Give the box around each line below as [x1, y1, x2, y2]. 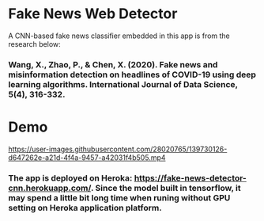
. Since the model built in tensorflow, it [90, 182, 241, 193]
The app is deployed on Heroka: [8, 172, 133, 183]
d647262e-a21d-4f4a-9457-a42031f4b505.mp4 [8, 152, 166, 162]
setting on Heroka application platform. [8, 202, 162, 213]
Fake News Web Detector [8, 5, 178, 23]
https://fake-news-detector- [134, 172, 247, 183]
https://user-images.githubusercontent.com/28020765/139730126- [8, 144, 228, 154]
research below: [8, 39, 61, 48]
